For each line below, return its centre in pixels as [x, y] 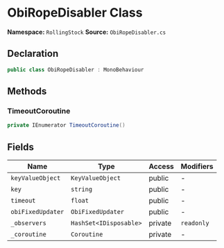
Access [162, 166]
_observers [28, 223]
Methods [27, 91]
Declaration [33, 54]
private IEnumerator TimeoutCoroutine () [67, 125]
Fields [21, 147]
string [81, 189]
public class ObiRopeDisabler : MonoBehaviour [76, 70]
